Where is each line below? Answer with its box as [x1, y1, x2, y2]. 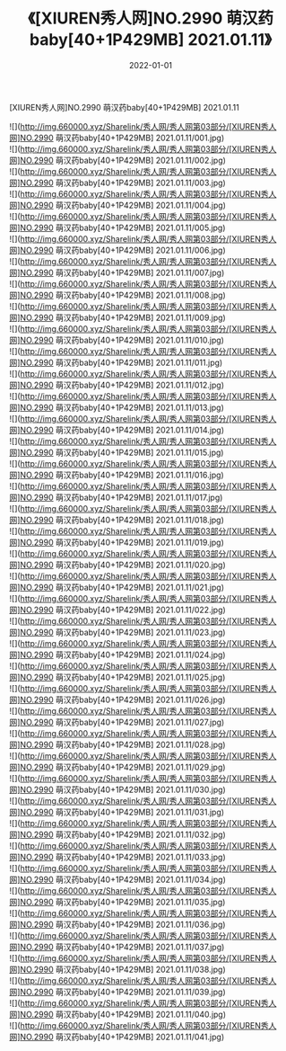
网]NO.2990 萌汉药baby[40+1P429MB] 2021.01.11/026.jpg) [9, 694, 226, 705]
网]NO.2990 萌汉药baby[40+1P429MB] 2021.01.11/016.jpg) [9, 469, 224, 480]
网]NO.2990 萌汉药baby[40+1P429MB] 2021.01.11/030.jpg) [9, 784, 226, 795]
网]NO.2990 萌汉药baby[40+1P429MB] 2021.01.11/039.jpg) [9, 986, 226, 997]
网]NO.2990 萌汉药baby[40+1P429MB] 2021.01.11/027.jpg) [9, 717, 225, 727]
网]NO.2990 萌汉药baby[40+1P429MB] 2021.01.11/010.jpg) [9, 334, 224, 345]
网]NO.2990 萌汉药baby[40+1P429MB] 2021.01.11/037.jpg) [9, 941, 225, 952]
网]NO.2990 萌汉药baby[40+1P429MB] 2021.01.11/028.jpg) [9, 739, 226, 750]
